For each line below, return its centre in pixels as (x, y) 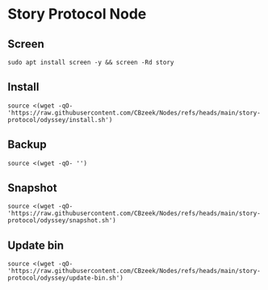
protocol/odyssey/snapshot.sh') (62, 221)
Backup (27, 145)
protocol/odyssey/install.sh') (60, 120)
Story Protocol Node (77, 14)
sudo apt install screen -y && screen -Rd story (91, 62)
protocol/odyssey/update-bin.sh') (66, 278)
